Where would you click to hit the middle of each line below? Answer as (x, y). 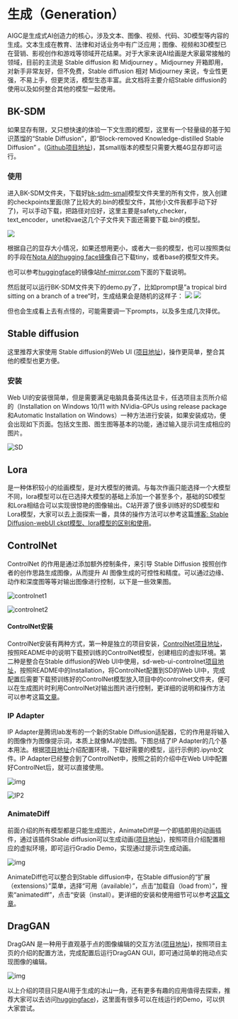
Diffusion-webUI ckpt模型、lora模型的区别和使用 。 (81, 523)
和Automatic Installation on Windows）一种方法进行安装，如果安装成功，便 (117, 415)
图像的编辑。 (32, 962)
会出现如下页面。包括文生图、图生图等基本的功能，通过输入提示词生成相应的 (119, 424)
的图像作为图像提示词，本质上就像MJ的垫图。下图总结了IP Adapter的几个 (114, 741)
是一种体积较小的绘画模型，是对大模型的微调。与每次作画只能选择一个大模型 (119, 488)
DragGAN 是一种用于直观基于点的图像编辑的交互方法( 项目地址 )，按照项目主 (118, 944)
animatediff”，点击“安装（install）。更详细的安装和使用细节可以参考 (114, 894)
